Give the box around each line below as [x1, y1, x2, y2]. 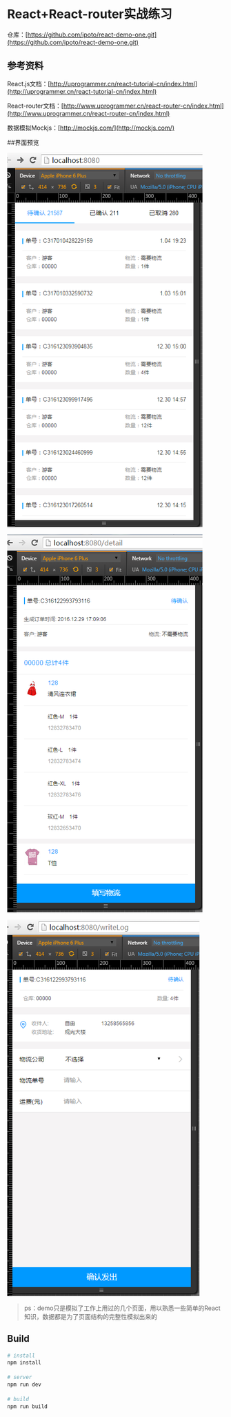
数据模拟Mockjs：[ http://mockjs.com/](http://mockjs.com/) [7, 124, 174, 132]
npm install [7, 1359, 41, 1367]
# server [7, 1374, 32, 1381]
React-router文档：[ [7, 101, 64, 110]
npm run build [7, 1403, 48, 1410]
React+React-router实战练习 [7, 6, 172, 22]
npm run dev [7, 1381, 41, 1388]
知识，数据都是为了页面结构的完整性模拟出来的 [23, 1312, 157, 1320]
